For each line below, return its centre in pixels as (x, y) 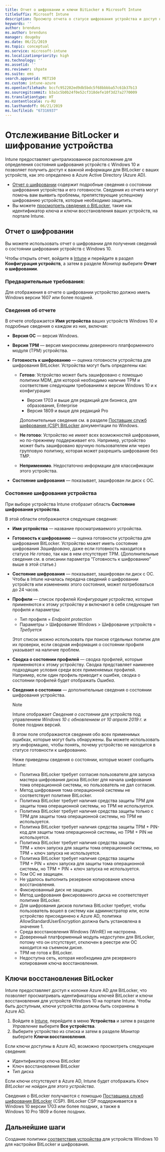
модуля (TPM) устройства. (40, 350)
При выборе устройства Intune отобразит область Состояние (70, 504)
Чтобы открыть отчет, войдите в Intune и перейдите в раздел (69, 258)
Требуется (30, 629)
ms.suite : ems (20, 74)
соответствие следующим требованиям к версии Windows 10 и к (88, 385)
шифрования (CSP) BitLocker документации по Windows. (79, 425)
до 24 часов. (26, 589)
